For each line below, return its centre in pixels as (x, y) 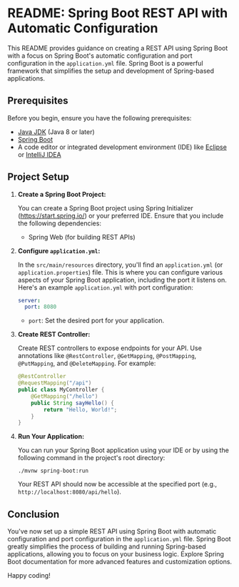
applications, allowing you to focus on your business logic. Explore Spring (116, 554)
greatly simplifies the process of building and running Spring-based (107, 546)
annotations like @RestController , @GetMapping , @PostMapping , (107, 356)
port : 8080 (41, 307)
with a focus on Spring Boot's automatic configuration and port (100, 56)
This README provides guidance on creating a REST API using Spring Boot (118, 48)
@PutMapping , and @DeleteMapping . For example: (87, 363)
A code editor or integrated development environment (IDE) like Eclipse (122, 147)
